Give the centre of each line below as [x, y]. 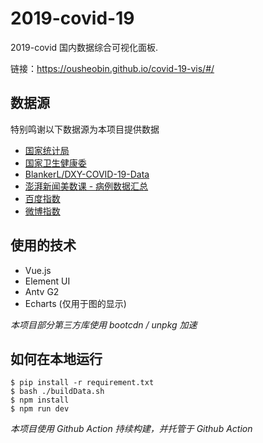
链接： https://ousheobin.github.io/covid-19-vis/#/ [112, 68]
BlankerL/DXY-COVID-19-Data [87, 174]
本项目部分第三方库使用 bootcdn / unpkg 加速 [104, 324]
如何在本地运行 [56, 358]
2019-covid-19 [72, 18]
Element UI [47, 281]
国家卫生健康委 [55, 163]
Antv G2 [42, 291]
